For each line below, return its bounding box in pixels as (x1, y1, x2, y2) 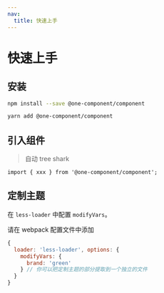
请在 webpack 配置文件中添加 (7, 225, 95, 234)
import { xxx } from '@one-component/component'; (7, 169, 158, 176)
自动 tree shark (24, 155, 70, 163)
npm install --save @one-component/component (7, 100, 145, 107)
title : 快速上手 (14, 17, 58, 24)
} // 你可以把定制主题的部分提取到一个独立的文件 (20, 266, 148, 273)
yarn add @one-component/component (7, 113, 113, 120)
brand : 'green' (26, 259, 72, 267)
